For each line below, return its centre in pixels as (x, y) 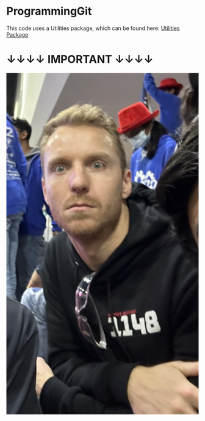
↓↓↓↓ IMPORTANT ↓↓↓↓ (80, 60)
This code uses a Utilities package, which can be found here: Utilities (93, 28)
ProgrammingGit (49, 11)
